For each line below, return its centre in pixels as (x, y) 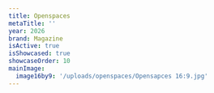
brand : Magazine (36, 38)
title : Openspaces (39, 16)
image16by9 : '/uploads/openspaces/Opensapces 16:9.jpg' (112, 76)
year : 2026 (27, 31)
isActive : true (34, 46)
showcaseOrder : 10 (39, 61)
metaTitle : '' (32, 23)
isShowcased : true (39, 53)
